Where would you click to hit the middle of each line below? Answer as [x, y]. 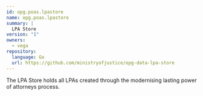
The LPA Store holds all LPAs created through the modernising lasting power [101, 80]
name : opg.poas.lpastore [38, 18]
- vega [20, 46]
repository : [21, 52]
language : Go [28, 57]
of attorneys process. [33, 86]
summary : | [20, 23]
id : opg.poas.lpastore [35, 12]
